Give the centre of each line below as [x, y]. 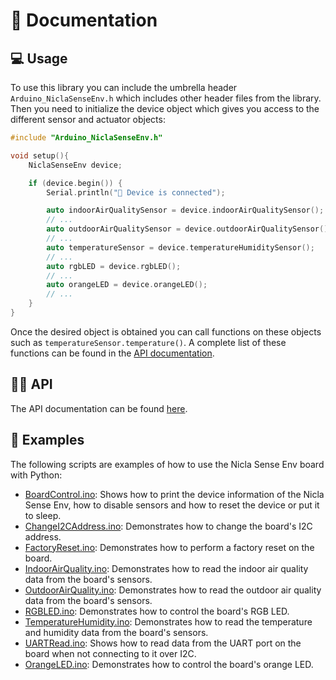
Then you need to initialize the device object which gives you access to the [165, 108]
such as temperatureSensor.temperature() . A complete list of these [148, 342]
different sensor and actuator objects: [88, 119]
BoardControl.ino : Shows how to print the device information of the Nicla [174, 494]
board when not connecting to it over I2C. [110, 653]
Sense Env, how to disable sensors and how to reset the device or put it [172, 505]
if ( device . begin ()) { [75, 183]
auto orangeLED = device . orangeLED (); [127, 285]
